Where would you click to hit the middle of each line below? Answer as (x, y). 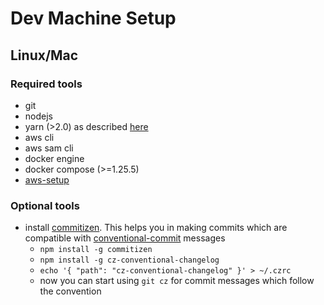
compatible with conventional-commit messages (125, 238)
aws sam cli (49, 148)
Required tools (46, 84)
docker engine (54, 158)
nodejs (38, 116)
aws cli (39, 137)
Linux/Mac (44, 55)
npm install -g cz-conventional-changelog (129, 260)
